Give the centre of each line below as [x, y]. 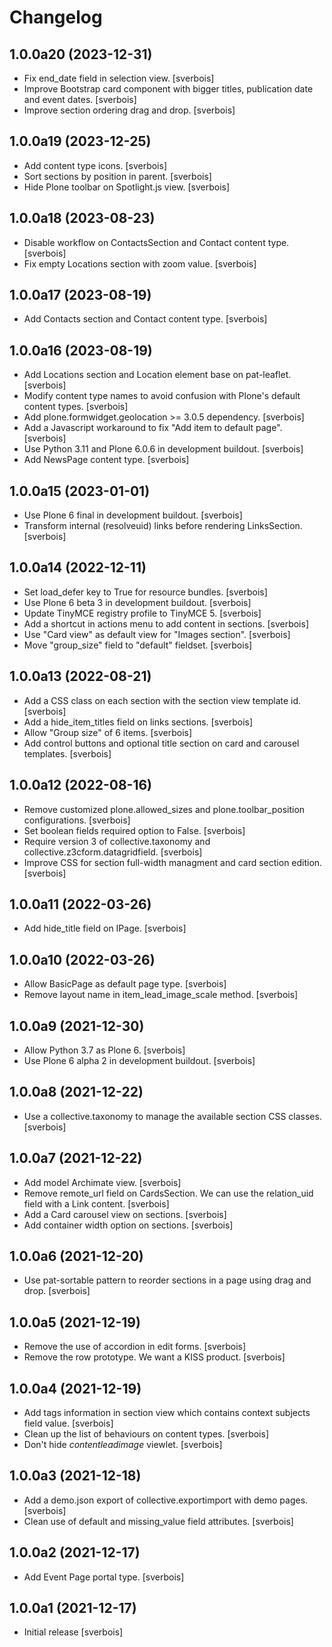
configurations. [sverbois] [77, 820]
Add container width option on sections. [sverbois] [128, 1225]
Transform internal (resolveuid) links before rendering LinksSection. [163, 526]
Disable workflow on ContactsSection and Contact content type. [156, 242]
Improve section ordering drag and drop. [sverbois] [129, 110]
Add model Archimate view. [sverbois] [102, 1182]
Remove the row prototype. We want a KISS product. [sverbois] [154, 1357]
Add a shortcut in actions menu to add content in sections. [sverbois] [166, 623]
